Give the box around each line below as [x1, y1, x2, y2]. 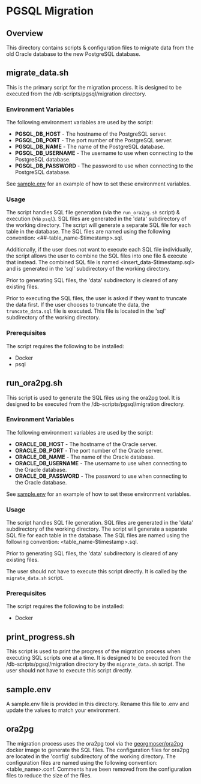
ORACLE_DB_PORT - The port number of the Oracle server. [14, 447, 163, 454]
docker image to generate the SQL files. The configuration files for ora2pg [6, 746, 190, 753]
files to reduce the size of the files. [6, 771, 92, 779]
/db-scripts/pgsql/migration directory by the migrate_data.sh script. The [6, 660, 185, 668]
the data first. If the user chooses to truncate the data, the [6, 301, 150, 309]
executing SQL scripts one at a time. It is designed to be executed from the [6, 654, 191, 662]
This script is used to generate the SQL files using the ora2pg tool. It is [6, 394, 181, 401]
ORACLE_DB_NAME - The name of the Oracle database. [14, 453, 155, 460]
